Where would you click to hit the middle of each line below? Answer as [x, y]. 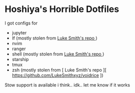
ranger [19, 48]
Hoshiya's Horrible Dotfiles [62, 9]
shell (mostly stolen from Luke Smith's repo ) [58, 54]
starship [20, 59]
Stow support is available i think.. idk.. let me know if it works [67, 85]
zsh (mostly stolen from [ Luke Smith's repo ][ [59, 70]
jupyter [19, 32]
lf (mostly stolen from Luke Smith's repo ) [55, 38]
